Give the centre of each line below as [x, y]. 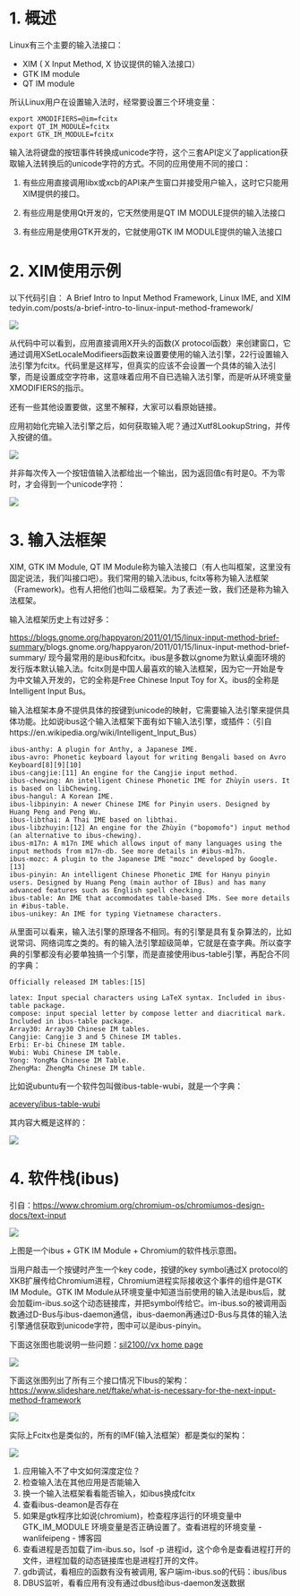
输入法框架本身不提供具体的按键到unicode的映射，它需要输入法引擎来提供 [146, 710]
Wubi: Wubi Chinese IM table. [66, 1053]
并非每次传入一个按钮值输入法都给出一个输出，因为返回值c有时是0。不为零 [147, 473]
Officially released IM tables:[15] [77, 982]
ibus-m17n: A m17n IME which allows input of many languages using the [146, 843]
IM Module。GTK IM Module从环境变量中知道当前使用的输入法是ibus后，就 [148, 1292]
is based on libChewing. [56, 789]
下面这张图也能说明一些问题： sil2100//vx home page [106, 1344]
